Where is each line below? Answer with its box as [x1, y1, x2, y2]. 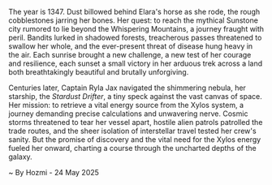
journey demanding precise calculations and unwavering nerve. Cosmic [8, 109, 248, 118]
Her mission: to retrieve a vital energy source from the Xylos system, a [8, 101, 244, 110]
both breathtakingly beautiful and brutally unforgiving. [8, 67, 189, 76]
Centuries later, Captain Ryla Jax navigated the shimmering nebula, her [8, 83, 246, 92]
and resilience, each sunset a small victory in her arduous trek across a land [8, 58, 263, 68]
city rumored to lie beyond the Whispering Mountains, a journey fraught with [8, 24, 265, 33]
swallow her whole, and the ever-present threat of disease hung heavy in [8, 41, 253, 51]
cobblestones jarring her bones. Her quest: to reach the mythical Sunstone [8, 15, 258, 25]
